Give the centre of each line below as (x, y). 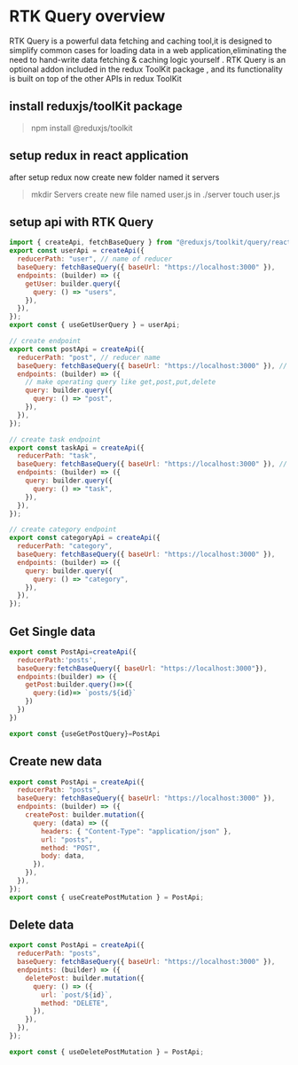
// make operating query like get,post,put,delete (121, 382)
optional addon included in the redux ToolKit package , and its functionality (146, 69)
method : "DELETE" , (75, 1003)
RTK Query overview (87, 16)
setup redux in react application (99, 156)
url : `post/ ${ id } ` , (77, 995)
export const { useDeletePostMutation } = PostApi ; (106, 1052)
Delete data (42, 925)
